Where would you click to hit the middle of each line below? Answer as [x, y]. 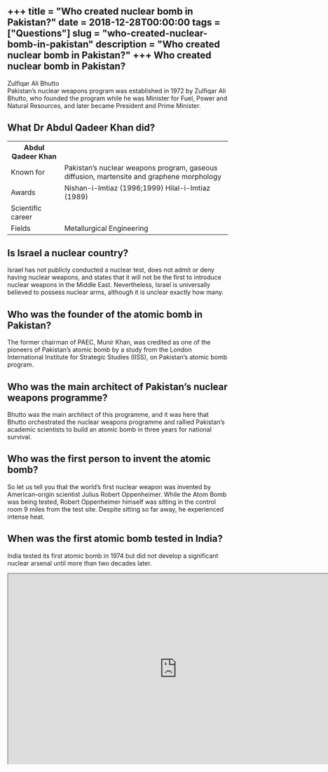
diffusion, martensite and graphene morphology [143, 176]
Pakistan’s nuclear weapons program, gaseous [141, 168]
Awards [23, 192]
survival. [20, 437]
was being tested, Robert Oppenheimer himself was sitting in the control [111, 502]
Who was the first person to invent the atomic [109, 459]
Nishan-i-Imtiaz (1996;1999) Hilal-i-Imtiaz [137, 187]
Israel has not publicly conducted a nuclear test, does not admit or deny [111, 270]
